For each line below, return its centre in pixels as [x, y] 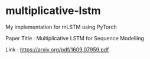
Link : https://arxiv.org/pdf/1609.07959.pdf [57, 49]
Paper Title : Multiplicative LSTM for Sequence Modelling [75, 38]
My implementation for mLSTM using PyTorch [61, 27]
